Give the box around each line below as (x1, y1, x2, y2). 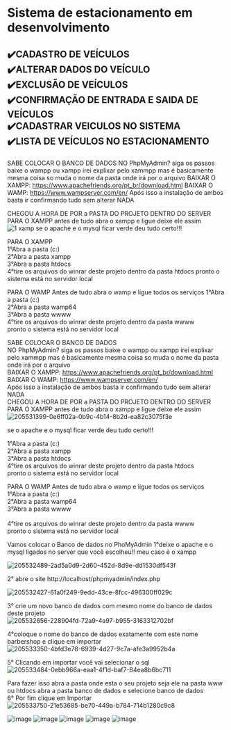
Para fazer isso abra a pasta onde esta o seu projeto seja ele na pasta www (7, 679, 223, 687)
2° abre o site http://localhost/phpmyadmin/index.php (7, 574, 161, 582)
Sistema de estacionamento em (7, 5, 193, 21)
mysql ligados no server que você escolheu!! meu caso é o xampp (7, 548, 197, 556)
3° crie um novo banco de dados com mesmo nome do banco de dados (7, 601, 213, 610)
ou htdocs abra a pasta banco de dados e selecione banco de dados (7, 686, 203, 695)
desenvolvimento (7, 19, 110, 35)
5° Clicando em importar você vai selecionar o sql (7, 658, 150, 666)
